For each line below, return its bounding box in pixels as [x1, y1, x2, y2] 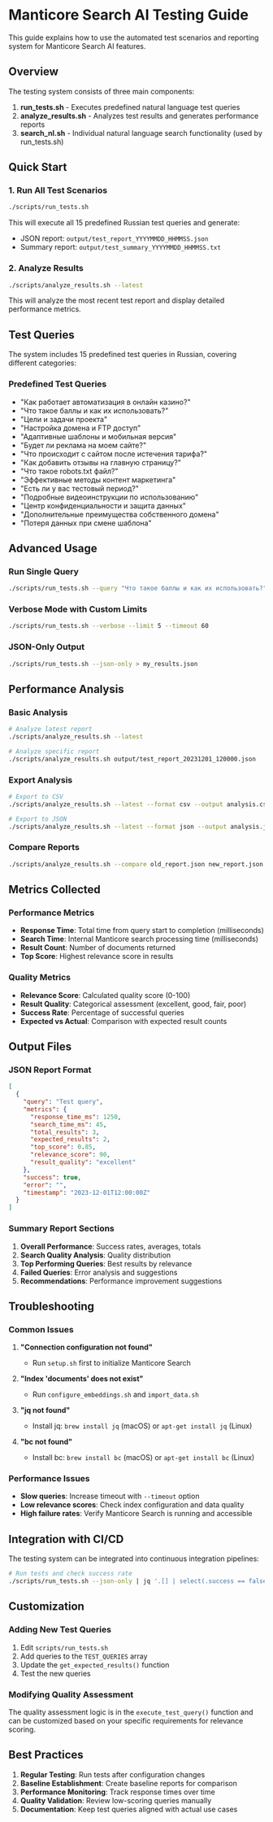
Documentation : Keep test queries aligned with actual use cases [19, 1804, 238, 1814]
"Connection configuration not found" [19, 1342, 153, 1352]
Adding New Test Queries [8, 1624, 112, 1636]
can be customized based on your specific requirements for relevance [8, 1716, 244, 1726]
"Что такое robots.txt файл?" [19, 466, 119, 476]
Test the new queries [19, 1668, 91, 1678]
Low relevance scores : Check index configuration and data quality [19, 1500, 245, 1510]
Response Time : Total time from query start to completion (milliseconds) [19, 926, 264, 935]
